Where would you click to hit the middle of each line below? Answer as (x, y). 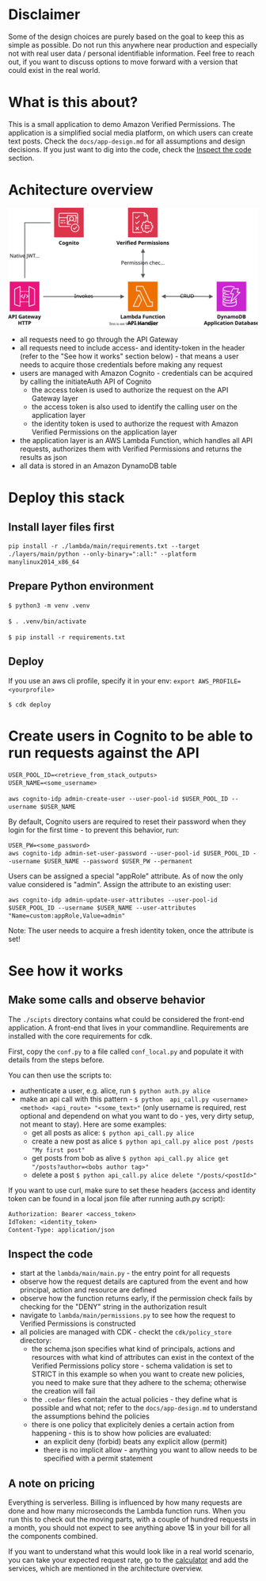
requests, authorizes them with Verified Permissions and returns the (131, 449)
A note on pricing (51, 1483)
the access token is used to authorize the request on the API (130, 390)
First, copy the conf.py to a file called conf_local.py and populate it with (126, 1051)
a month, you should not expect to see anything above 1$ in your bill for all (129, 1528)
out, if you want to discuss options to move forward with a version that (123, 62)
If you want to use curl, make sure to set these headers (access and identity (132, 1190)
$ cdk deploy (30, 704)
